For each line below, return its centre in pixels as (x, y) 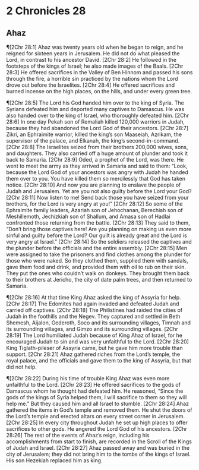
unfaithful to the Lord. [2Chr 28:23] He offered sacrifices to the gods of (94, 385)
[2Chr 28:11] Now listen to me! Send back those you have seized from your (97, 198)
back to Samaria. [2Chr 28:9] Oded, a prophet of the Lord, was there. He (95, 160)
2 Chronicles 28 (46, 11)
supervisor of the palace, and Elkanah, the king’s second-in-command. (93, 141)
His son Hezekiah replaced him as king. (54, 460)
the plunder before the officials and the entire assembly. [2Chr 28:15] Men (97, 248)
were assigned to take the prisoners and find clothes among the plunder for (99, 254)
